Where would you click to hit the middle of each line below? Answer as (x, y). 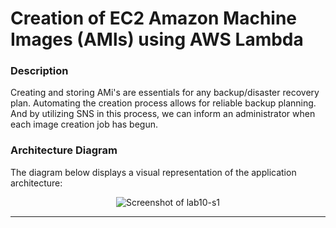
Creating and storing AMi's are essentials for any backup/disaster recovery (165, 93)
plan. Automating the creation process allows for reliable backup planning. (163, 103)
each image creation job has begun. (84, 124)
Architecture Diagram (64, 150)
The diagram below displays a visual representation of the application (153, 172)
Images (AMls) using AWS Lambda (157, 39)
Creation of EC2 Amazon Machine (154, 18)
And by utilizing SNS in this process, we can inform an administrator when (163, 114)
